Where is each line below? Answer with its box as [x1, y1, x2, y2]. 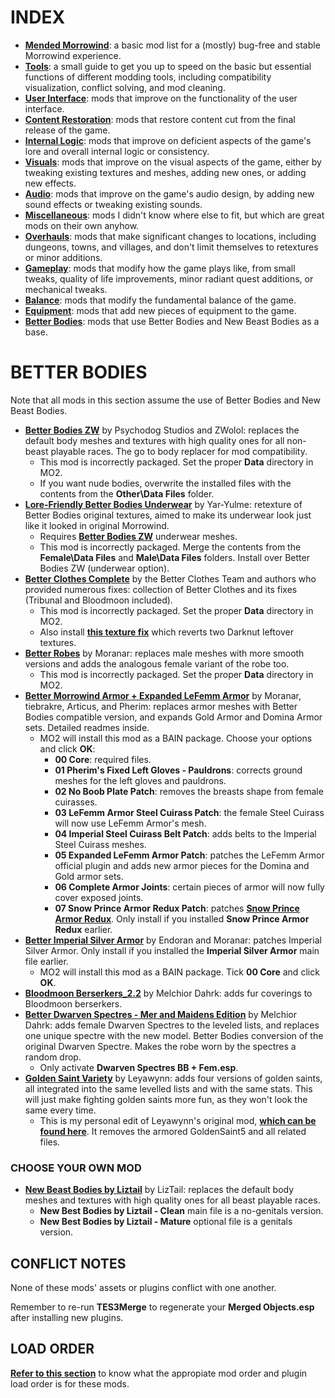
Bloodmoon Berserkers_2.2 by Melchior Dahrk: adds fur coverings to [24, 987, 313, 999]
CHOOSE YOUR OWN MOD [10, 1161, 142, 1175]
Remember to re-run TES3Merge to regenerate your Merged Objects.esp [10, 1301, 315, 1313]
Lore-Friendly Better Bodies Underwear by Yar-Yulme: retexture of [24, 498, 303, 510]
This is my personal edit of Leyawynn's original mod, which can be [39, 1114, 317, 1126]
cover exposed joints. [54, 891, 144, 903]
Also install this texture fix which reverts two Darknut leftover [39, 626, 294, 638]
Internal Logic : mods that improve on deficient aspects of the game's [24, 134, 312, 146]
